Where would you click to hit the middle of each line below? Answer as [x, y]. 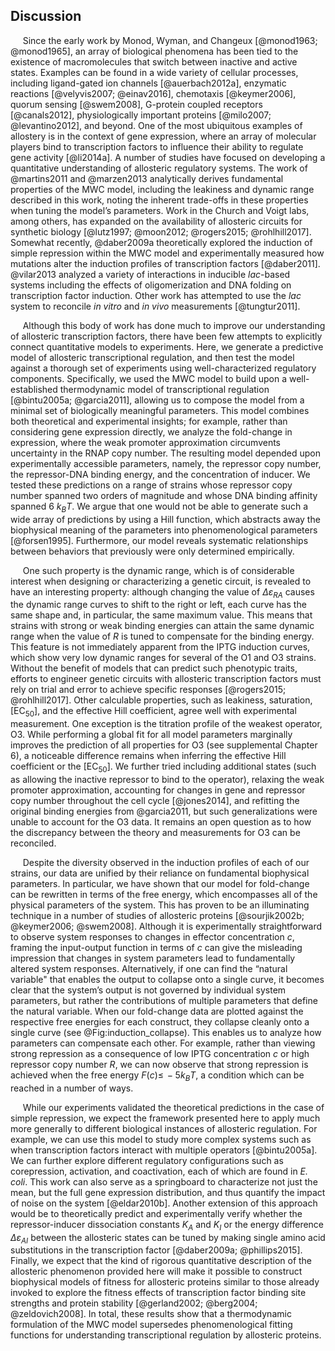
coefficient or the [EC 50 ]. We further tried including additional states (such [163, 767]
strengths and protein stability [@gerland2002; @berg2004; [134, 1303]
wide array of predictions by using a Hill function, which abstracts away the [165, 519]
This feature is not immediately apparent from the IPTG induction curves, [160, 647]
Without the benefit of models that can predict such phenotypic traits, [154, 668]
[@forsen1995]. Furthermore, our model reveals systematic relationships [159, 540]
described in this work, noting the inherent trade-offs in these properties [159, 200]
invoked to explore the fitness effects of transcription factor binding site [158, 1293]
